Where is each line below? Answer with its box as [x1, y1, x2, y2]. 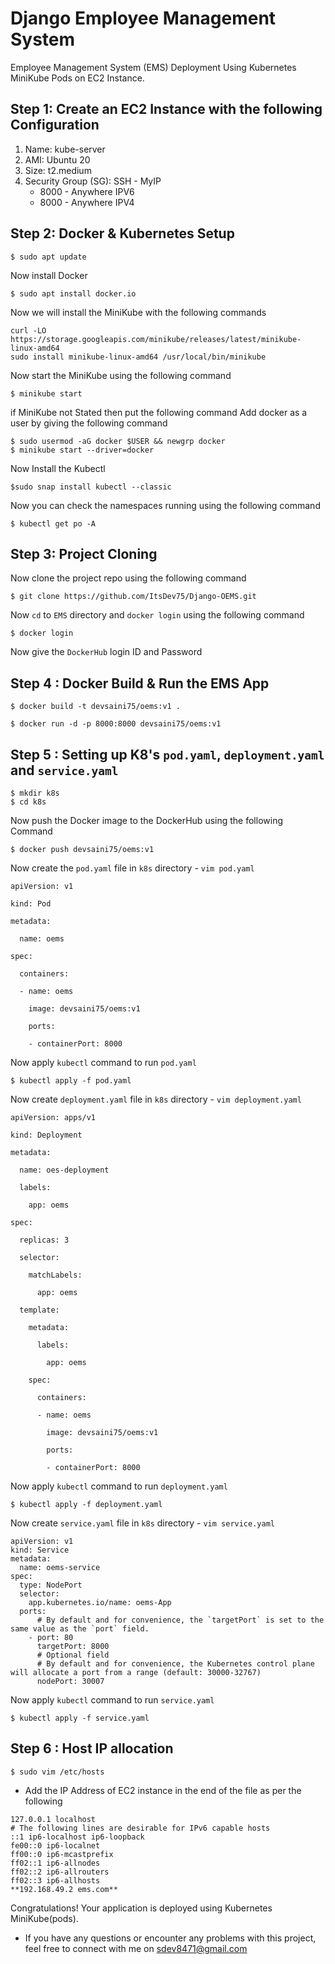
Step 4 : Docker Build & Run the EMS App [10, 675, 270, 692]
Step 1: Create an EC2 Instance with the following [10, 101, 323, 118]
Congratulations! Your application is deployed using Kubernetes [10, 1902, 273, 1914]
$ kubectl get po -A [10, 518, 97, 529]
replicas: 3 [19, 1235, 70, 1245]
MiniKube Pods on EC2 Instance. [10, 72, 145, 84]
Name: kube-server [24, 143, 106, 155]
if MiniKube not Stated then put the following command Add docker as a [10, 406, 308, 418]
